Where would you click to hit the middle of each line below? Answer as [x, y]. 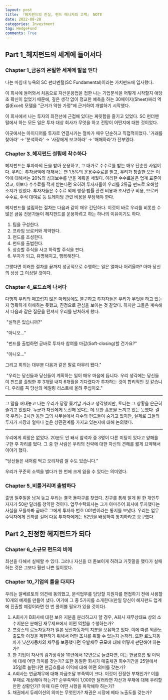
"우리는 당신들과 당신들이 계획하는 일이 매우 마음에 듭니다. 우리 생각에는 [76, 376]
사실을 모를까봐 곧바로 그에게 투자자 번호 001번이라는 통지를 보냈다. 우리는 [77, 510]
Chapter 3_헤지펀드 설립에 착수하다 [46, 154]
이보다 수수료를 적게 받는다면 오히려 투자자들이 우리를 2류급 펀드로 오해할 [87, 184]
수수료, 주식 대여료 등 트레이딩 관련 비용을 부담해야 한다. [60, 197]
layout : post [19, 10]
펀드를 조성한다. [28, 237]
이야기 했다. [17, 450]
